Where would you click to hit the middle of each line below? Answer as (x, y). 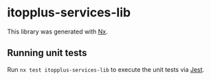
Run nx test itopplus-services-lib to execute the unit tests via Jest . (106, 69)
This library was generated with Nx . (57, 31)
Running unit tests (47, 53)
